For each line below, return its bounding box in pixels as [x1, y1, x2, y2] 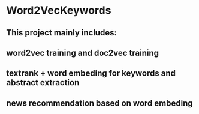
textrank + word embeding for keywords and [6, 68, 176, 79]
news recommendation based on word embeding [6, 98, 193, 108]
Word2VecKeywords [6, 4, 111, 17]
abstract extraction [6, 77, 80, 88]
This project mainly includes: [6, 28, 117, 38]
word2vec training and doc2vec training [6, 47, 159, 58]
